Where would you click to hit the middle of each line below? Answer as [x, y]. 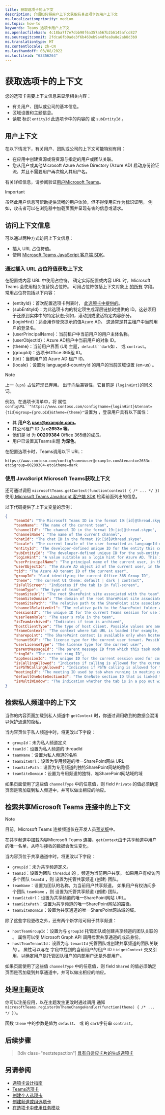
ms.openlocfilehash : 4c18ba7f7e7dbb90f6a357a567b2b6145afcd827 [71, 33]
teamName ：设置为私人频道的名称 [45, 755]
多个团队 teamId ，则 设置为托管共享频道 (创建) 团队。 [67, 879]
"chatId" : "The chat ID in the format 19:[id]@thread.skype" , [79, 539]
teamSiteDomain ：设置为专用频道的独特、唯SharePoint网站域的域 [77, 773]
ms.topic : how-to [23, 23]
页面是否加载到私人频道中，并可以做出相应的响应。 [57, 790]
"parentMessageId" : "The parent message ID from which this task [82, 649]
